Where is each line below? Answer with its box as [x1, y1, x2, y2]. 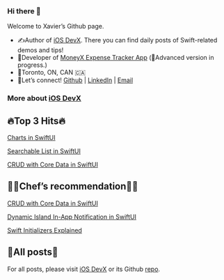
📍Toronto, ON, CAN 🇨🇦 [17, 68, 86, 77]
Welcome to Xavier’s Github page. [7, 22, 104, 31]
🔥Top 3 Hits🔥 [7, 115, 66, 127]
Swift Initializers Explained [7, 226, 82, 234]
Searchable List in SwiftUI [7, 147, 81, 155]
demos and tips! [17, 46, 64, 54]
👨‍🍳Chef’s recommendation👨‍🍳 [7, 180, 138, 192]
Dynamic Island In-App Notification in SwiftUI [7, 212, 137, 221]
